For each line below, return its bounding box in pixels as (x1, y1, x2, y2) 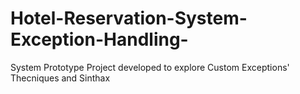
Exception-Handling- (10, 28, 189, 51)
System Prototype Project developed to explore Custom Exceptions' (10, 61, 290, 73)
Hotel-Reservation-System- (10, 7, 248, 30)
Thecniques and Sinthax (10, 72, 111, 84)
